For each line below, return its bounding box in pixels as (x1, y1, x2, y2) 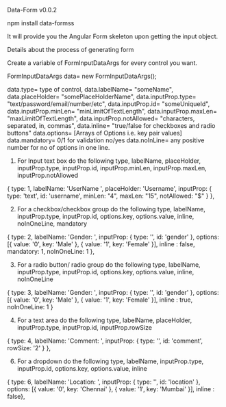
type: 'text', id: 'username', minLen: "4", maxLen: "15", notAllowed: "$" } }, (7, 192, 215, 200)
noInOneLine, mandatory (16, 220, 88, 228)
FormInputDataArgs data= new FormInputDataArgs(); (7, 72, 158, 80)
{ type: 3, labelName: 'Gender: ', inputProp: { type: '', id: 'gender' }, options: (7, 289, 219, 296)
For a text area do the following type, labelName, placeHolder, (16, 316, 192, 324)
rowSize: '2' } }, (7, 344, 51, 352)
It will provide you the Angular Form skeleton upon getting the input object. (7, 32, 218, 40)
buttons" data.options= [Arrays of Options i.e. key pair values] (7, 129, 183, 137)
